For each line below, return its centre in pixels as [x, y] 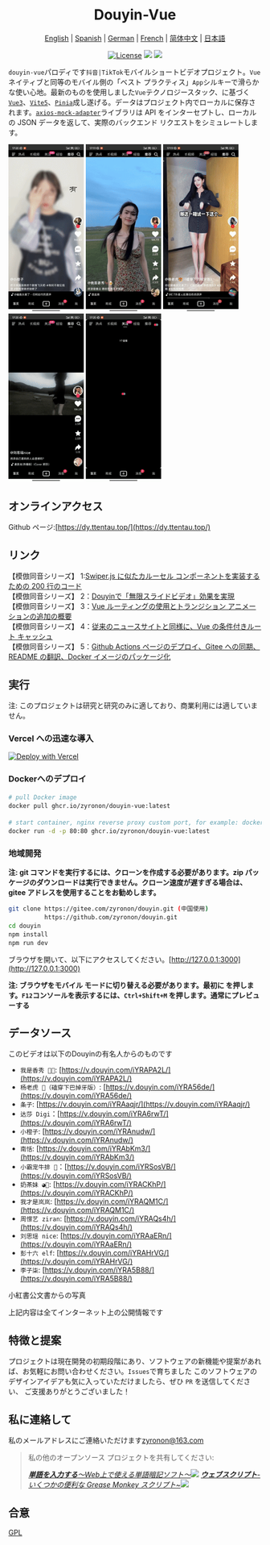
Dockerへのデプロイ [47, 779]
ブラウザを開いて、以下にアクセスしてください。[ [90, 959]
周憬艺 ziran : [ [43, 1218]
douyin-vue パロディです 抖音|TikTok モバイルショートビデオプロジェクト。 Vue [135, 72]
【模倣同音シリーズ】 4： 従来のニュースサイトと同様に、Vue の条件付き [128, 627]
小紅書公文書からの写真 [47, 1295]
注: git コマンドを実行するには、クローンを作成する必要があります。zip [126, 872]
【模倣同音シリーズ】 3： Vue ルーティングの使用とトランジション [117, 606]
